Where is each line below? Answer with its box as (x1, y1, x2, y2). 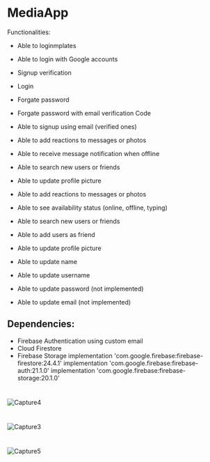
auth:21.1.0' (17, 366, 50, 374)
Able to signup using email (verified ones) (17, 122, 137, 130)
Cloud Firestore (17, 344, 62, 353)
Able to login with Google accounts (17, 54, 118, 63)
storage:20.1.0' (17, 374, 60, 382)
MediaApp (7, 5, 69, 21)
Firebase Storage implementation (17, 351, 113, 360)
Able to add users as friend (17, 230, 95, 238)
